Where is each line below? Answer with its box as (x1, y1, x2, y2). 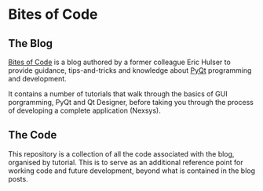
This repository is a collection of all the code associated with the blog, (8, 149, 235, 158)
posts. (8, 174, 29, 183)
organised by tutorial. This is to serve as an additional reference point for (8, 157, 243, 167)
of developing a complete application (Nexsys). (8, 106, 161, 115)
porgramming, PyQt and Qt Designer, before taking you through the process (8, 98, 254, 106)
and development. (8, 74, 67, 83)
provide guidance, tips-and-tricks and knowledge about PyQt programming (8, 66, 252, 75)
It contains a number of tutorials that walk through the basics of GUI (8, 89, 228, 99)
